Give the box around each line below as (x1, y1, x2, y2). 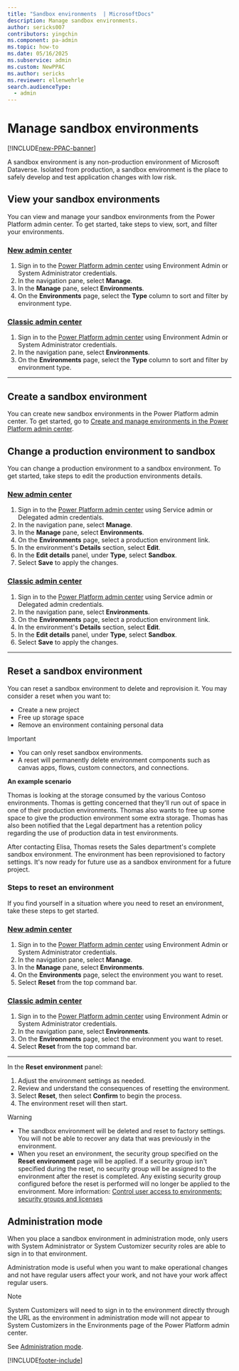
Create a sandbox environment (7, 391, 147, 403)
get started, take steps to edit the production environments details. (7, 472, 203, 480)
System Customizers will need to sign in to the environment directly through (7, 1306, 230, 1315)
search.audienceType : (7, 83, 72, 90)
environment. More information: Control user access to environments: (17, 1187, 223, 1196)
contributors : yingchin (7, 30, 78, 38)
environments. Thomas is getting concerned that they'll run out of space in (7, 798, 226, 807)
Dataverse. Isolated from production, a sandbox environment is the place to (7, 165, 228, 174)
